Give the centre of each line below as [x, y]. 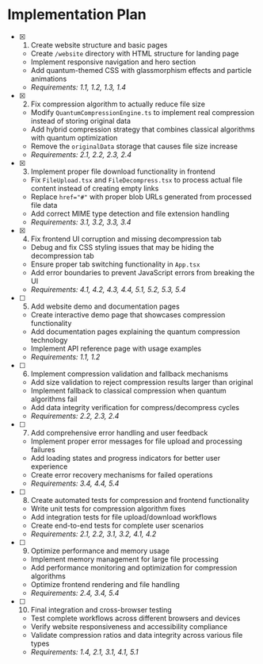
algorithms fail [54, 399]
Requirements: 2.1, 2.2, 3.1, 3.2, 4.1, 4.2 [93, 534]
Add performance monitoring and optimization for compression [134, 567]
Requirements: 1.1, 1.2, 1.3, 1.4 [78, 87]
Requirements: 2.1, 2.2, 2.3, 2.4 [81, 154]
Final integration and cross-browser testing [101, 609]
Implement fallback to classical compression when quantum [128, 390]
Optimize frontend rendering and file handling [105, 584]
